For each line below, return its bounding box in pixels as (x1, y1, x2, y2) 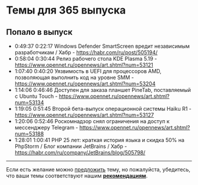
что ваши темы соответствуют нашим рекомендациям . (6, 172, 148, 179)
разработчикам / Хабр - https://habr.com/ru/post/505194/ (14, 49, 158, 56)
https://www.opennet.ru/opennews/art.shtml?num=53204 (14, 80, 156, 87)
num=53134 (14, 99, 44, 106)
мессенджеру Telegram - (14, 124, 78, 131)
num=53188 (14, 130, 44, 137)
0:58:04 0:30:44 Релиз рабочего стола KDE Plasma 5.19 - (14, 55, 157, 62)
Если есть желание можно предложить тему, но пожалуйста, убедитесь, (6, 166, 190, 173)
